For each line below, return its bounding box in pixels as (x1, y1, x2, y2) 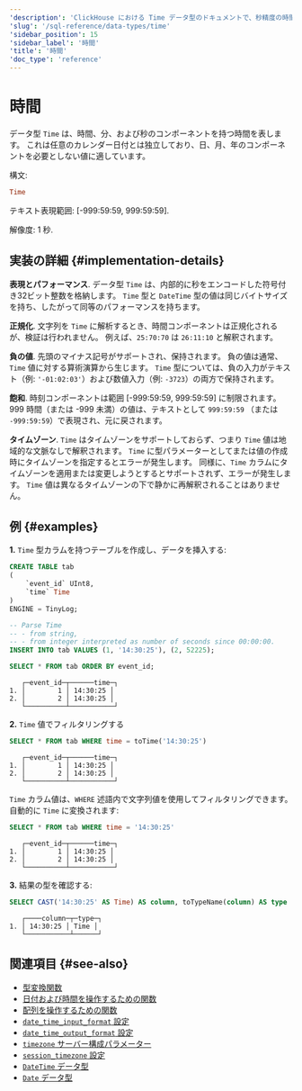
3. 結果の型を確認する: (9, 879, 93, 890)
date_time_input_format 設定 (22, 1015, 130, 1026)
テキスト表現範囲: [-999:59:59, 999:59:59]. (9, 204, 170, 216)
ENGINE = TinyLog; (9, 604, 78, 613)
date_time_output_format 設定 (22, 1027, 134, 1038)
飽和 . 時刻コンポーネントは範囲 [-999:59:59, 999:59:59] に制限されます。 (9, 392, 281, 403)
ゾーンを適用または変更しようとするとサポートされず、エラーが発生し (24, 467, 284, 478)
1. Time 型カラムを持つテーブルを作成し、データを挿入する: (9, 545, 227, 555)
